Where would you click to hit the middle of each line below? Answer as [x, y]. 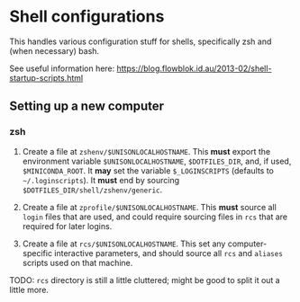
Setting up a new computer [87, 107]
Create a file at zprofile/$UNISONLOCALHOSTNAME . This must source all [149, 207]
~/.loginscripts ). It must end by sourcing [101, 180]
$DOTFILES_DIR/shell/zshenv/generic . [92, 190]
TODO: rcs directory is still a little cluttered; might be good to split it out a [145, 280]
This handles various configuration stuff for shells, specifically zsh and [141, 41]
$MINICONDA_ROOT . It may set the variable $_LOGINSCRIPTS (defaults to [148, 170]
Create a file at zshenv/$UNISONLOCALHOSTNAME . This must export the [146, 151]
